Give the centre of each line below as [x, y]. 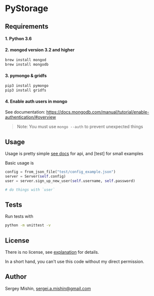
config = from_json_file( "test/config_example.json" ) [61, 172]
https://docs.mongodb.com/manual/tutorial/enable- [98, 112]
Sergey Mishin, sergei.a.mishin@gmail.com [48, 288]
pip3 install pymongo [27, 86]
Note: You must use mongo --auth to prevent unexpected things [80, 127]
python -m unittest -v [28, 225]
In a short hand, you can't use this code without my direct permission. [75, 262]
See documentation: [25, 112]
